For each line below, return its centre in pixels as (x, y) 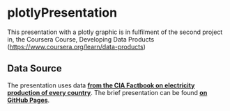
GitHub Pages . (29, 100)
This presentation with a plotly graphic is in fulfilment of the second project (115, 32)
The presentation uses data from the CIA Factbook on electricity (101, 85)
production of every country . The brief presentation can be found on (107, 92)
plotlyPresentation (62, 13)
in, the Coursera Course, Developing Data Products (81, 39)
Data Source (34, 68)
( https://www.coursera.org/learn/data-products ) (77, 46)
